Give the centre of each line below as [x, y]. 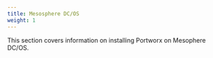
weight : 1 [22, 20]
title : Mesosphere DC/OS [43, 14]
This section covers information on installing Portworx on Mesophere [106, 40]
